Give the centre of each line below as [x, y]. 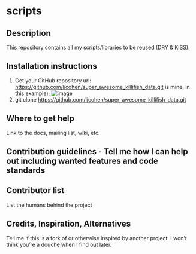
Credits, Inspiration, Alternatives [68, 224]
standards [26, 171]
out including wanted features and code [82, 161]
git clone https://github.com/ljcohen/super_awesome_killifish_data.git [101, 99]
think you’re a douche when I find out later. [59, 244]
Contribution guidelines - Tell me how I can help [97, 152]
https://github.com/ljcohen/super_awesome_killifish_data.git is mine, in [102, 87]
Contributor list [35, 190]
